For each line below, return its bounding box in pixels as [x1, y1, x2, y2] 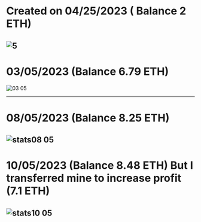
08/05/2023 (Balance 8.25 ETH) [6, 111, 170, 124]
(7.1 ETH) [6, 184, 50, 198]
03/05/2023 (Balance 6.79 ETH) [6, 65, 169, 78]
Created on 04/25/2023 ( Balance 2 [6, 4, 187, 18]
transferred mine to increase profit [6, 172, 181, 185]
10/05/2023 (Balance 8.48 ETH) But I [6, 159, 193, 172]
